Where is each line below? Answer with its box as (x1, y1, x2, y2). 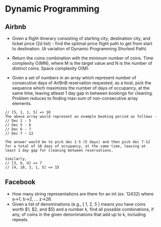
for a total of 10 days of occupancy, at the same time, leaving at (5, 144, 146, 149)
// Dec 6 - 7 (5, 127, 31, 132)
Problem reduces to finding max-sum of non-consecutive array (12, 95, 138, 101)
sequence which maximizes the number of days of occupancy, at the (12, 85, 150, 91)
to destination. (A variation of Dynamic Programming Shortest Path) (12, 46, 146, 51)
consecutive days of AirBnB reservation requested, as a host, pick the (12, 80, 151, 86)
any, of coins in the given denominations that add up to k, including (12, 212, 146, 217)
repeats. (12, 216, 29, 222)
